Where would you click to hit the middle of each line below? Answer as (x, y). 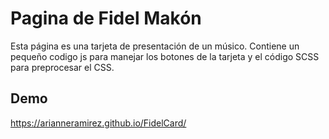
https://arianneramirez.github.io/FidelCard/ (98, 123)
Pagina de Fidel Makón (106, 18)
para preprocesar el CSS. (62, 67)
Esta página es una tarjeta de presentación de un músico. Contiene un (155, 46)
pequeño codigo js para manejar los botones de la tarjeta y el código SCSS (165, 56)
